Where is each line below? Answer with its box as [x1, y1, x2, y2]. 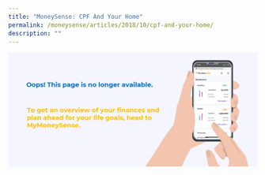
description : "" [8, 29, 62, 37]
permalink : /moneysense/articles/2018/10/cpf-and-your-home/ [8, 20, 214, 29]
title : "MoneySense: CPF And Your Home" [8, 13, 144, 20]
